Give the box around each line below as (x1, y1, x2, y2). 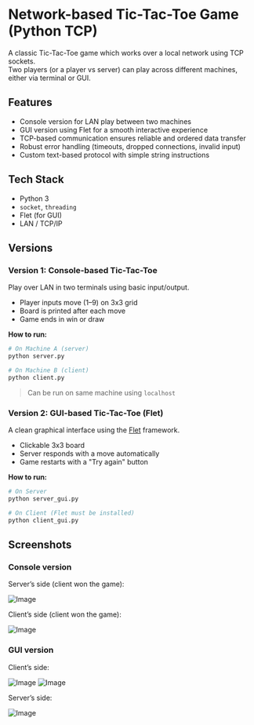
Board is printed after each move (19, 306, 126, 315)
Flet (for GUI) (19, 210, 63, 220)
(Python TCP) (8, 22, 98, 40)
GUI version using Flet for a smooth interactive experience (19, 125, 209, 134)
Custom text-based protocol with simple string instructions (19, 150, 210, 159)
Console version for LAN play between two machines (19, 116, 192, 126)
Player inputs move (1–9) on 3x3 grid (19, 298, 139, 308)
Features (8, 96, 53, 109)
